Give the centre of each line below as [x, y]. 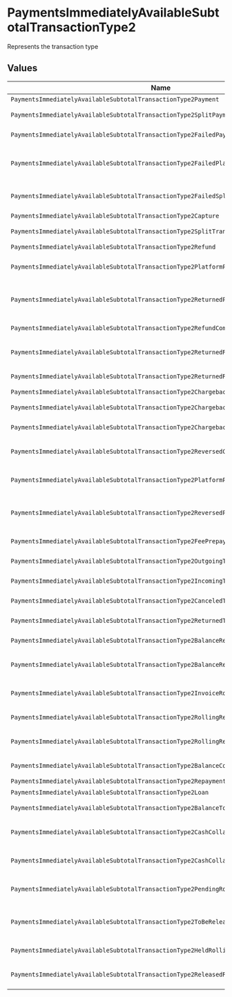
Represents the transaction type [53, 46]
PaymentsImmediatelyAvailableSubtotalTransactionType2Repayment [118, 781]
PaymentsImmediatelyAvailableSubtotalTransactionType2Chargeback [120, 392]
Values [22, 68]
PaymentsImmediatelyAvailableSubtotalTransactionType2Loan [110, 792]
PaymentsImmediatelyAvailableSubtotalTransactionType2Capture [115, 216]
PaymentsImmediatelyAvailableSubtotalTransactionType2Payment [115, 99]
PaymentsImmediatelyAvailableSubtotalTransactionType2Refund [113, 247]
